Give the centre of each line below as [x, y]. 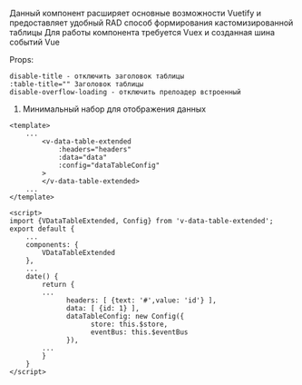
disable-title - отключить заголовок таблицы [97, 76]
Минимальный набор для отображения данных [114, 109]
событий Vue [35, 42]
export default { [42, 229]
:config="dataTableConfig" [109, 165]
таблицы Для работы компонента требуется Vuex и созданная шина [142, 32]
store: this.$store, [129, 324]
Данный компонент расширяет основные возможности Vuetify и [135, 13]
